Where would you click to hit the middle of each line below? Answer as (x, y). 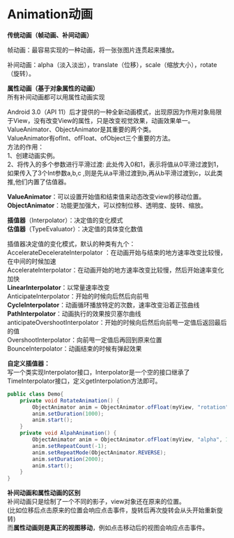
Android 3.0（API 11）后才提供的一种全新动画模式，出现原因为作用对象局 (111, 112)
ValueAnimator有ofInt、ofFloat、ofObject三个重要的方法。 (91, 138)
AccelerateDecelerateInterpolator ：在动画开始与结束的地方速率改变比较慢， (117, 252)
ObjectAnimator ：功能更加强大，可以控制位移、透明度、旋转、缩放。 (107, 205)
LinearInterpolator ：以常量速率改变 (58, 287)
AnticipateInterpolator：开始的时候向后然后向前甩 (78, 296)
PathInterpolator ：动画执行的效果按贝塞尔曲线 (74, 313)
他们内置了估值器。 (43, 182)
